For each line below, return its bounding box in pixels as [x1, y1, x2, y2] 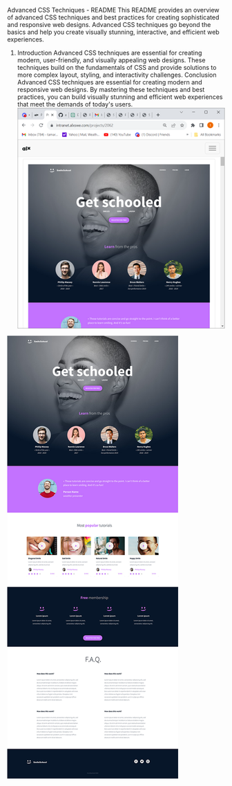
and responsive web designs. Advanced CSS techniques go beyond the [7, 21, 211, 28]
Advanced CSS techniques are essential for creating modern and [17, 78, 202, 86]
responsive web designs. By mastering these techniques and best [17, 86, 205, 93]
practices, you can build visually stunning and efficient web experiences [17, 93, 223, 101]
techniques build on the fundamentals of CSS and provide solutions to [17, 64, 217, 71]
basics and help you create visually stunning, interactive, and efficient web [7, 28, 220, 36]
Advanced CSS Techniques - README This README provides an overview [7, 6, 220, 14]
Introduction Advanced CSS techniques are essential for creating [17, 48, 202, 57]
